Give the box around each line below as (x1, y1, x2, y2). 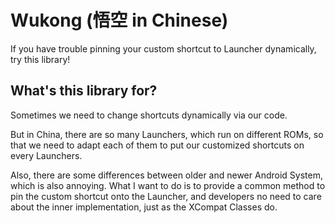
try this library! (10, 53, 71, 65)
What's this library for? (10, 82, 158, 100)
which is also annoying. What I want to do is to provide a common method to (10, 179, 326, 191)
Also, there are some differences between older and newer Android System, (10, 169, 323, 181)
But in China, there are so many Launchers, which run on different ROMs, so (10, 128, 324, 140)
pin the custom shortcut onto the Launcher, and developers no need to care (10, 190, 322, 202)
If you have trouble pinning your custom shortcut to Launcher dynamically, (10, 42, 317, 55)
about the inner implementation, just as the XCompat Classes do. (10, 201, 278, 213)
